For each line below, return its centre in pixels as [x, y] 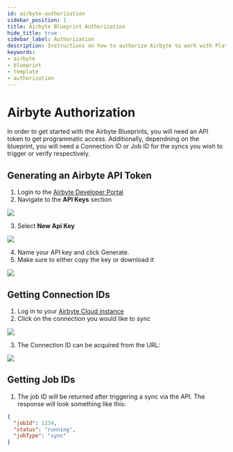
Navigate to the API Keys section [64, 200]
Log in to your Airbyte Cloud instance [70, 311]
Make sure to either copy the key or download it [85, 260]
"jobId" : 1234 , [35, 423]
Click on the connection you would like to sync [84, 318]
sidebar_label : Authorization [51, 40]
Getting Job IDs [41, 380]
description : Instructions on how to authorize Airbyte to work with [110, 46]
